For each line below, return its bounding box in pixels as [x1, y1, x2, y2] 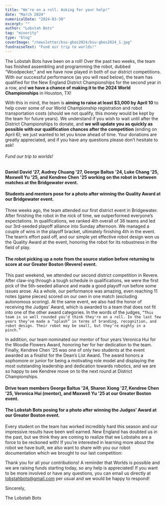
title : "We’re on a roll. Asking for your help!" [5, 7, 110, 12]
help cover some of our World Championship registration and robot [5, 105, 143, 111]
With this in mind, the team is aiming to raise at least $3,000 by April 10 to [5, 99, 159, 105]
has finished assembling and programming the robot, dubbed [5, 63, 131, 69]
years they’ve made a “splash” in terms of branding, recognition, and [5, 319, 157, 324]
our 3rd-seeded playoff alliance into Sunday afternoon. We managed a [5, 223, 150, 230]
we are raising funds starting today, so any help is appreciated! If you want [5, 465, 158, 471]
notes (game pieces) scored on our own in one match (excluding [5, 293, 138, 299]
